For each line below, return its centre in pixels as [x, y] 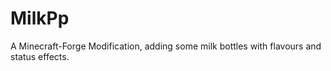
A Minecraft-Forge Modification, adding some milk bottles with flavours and [166, 46]
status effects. [40, 56]
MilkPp [40, 18]
